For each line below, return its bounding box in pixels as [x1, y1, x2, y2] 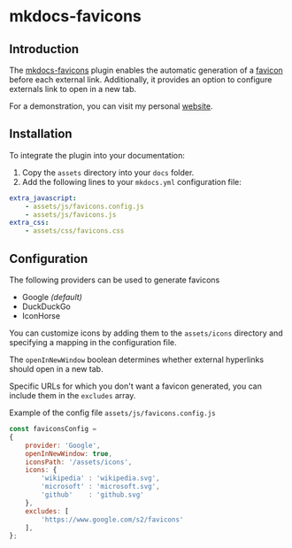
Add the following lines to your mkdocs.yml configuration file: [21, 176, 242, 187]
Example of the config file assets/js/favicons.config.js [9, 407, 216, 418]
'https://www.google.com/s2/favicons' [41, 515, 184, 524]
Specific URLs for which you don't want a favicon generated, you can [9, 381, 263, 391]
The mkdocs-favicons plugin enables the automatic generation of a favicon [9, 65, 283, 75]
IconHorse [21, 311, 60, 320]
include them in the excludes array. [9, 390, 136, 400]
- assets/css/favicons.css [25, 227, 125, 235]
